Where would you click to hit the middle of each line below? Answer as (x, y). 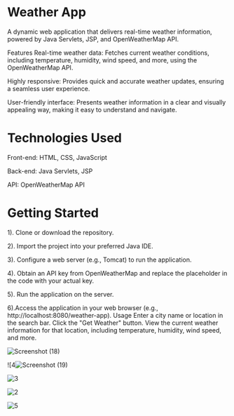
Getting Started (53, 213)
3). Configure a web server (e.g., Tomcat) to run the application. (99, 260)
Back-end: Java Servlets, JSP (50, 171)
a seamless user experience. (49, 88)
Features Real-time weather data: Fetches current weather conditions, (109, 53)
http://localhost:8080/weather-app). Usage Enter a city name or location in (115, 315)
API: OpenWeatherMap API (46, 184)
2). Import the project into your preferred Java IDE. (81, 246)
